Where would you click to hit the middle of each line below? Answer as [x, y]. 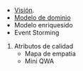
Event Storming [37, 32]
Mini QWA [39, 61]
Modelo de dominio [42, 18]
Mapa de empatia [50, 53]
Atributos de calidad [44, 46]
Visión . [24, 10]
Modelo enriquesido [43, 25]
